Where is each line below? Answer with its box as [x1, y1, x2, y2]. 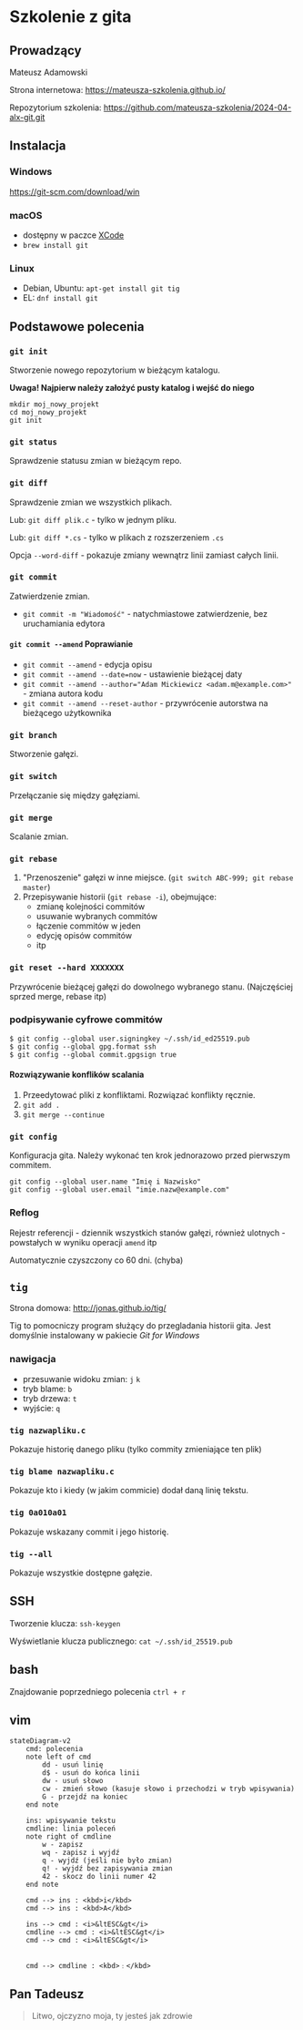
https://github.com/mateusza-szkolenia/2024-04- [103, 102, 292, 113]
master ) [22, 882, 51, 893]
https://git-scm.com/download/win [9, 186, 140, 197]
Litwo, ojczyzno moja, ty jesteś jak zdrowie [31, 2011, 193, 2022]
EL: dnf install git [22, 292, 98, 303]
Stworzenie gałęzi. [9, 749, 79, 760]
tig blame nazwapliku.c [9, 1466, 116, 1477]
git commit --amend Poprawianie [9, 639, 134, 650]
